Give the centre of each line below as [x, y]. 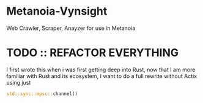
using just [19, 82]
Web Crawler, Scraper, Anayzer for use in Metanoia [71, 28]
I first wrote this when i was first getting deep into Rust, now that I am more [101, 69]
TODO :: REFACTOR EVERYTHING [93, 53]
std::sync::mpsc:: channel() [42, 94]
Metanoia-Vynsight [57, 11]
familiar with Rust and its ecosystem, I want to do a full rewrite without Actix [102, 76]
